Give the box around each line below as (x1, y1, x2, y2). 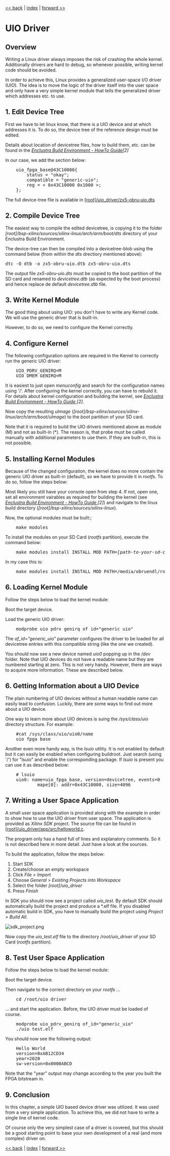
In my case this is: (5, 559, 43, 565)
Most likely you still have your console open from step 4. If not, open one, (5, 489, 158, 495)
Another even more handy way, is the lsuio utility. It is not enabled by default (5, 745, 164, 751)
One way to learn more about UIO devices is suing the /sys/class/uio (5, 716, 148, 722)
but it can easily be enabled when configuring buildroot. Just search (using (5, 751, 162, 757)
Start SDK (12, 861, 33, 867)
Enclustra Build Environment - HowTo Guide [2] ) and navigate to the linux (5, 500, 158, 506)
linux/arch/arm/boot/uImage (5, 414, 65, 420)
